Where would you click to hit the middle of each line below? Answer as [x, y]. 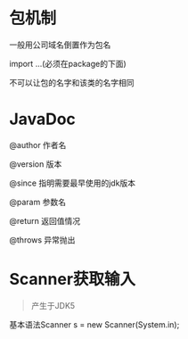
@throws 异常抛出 [42, 240]
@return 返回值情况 [45, 220]
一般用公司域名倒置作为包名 [60, 45]
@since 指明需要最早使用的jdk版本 [73, 183]
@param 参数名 [38, 202]
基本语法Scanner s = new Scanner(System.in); [94, 324]
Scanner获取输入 [73, 280]
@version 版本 [36, 164]
